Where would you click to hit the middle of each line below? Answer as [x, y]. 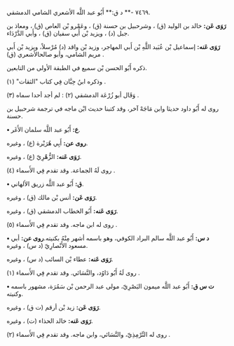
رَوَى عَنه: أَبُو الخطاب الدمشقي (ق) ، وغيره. [62, 211]
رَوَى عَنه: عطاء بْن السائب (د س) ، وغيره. [60, 259]
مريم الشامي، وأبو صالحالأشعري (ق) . [55, 54]
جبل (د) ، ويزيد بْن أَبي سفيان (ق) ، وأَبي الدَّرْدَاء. [68, 33]
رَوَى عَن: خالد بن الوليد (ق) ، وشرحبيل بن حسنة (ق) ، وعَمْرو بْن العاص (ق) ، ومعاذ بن [117, 26]
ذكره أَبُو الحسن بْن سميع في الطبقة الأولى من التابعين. [77, 68]
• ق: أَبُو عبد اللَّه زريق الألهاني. [45, 184]
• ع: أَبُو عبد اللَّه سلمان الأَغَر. [43, 130]
